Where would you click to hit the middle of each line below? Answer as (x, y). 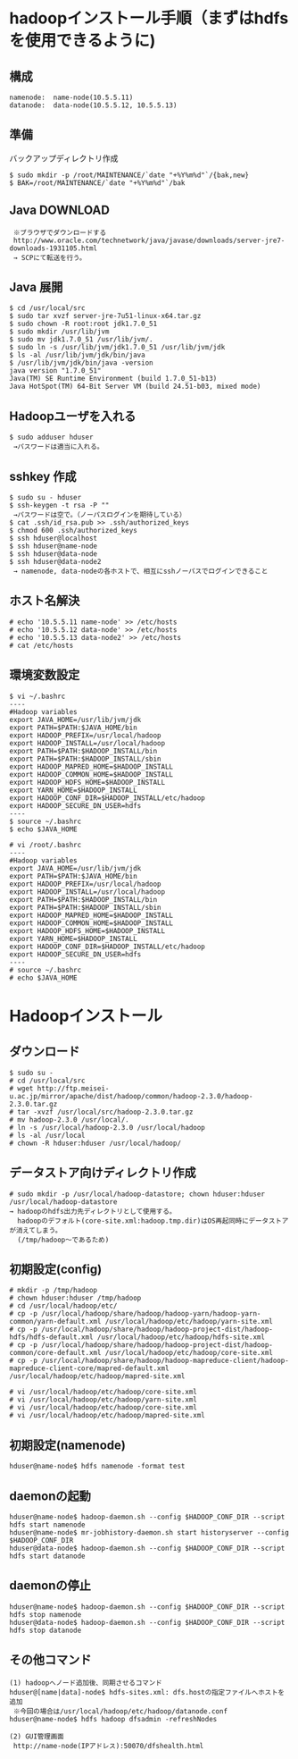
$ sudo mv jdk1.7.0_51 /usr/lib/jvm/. (81, 340)
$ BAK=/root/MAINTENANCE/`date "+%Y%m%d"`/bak (97, 183)
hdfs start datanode (48, 1556)
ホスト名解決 (45, 601)
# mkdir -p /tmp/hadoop (54, 1291)
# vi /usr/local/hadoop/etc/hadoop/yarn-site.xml (103, 1400)
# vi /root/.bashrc (46, 845)
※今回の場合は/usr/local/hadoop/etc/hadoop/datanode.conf (120, 1711)
